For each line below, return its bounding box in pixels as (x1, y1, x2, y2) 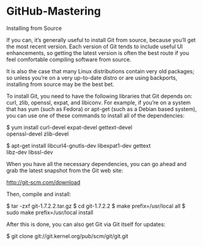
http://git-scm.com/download (6, 178, 81, 186)
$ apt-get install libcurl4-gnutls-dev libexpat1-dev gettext (6, 142, 151, 149)
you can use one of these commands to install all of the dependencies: (6, 112, 185, 119)
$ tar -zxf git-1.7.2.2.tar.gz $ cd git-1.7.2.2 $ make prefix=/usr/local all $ (6, 202, 186, 209)
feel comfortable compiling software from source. (6, 56, 131, 63)
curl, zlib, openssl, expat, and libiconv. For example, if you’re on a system (6, 99, 191, 106)
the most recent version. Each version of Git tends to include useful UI (6, 43, 183, 50)
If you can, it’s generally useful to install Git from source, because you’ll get (6, 36, 196, 43)
